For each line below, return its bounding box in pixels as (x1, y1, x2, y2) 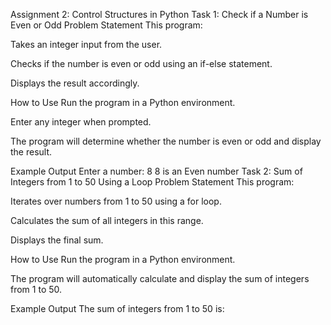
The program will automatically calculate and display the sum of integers (10, 273, 310, 284)
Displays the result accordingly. (10, 77, 140, 89)
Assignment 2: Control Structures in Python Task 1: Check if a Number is (10, 9, 309, 20)
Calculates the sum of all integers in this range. (10, 215, 204, 226)
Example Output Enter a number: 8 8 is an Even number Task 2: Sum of (10, 165, 303, 177)
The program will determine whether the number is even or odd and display (10, 135, 322, 147)
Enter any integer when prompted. (10, 116, 152, 128)
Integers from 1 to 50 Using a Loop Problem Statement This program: (10, 176, 295, 188)
